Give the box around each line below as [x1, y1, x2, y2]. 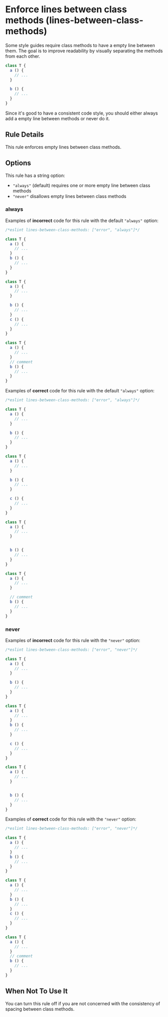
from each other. [5, 53, 41, 59]
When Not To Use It [5, 987, 68, 996]
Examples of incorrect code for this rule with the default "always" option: [5, 217, 159, 224]
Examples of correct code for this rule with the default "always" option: [5, 388, 155, 394]
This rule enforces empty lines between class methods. [5, 144, 122, 150]
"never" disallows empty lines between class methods [12, 193, 126, 199]
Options [5, 159, 32, 167]
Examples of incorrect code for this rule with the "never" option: [5, 637, 141, 643]
